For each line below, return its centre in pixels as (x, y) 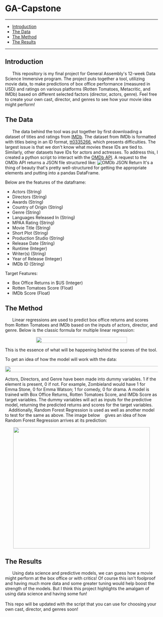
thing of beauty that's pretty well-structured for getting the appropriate (76, 168)
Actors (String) (27, 191)
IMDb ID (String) (28, 264)
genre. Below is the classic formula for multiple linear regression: (70, 330)
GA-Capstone (33, 9)
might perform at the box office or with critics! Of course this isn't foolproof (80, 578)
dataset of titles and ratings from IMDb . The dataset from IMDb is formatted (81, 137)
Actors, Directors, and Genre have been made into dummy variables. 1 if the (81, 379)
